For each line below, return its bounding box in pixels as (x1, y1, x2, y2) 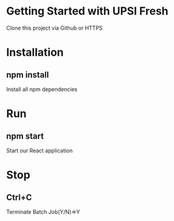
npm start (6, 131, 44, 141)
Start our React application (6, 147, 73, 154)
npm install (6, 70, 50, 80)
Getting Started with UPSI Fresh (6, 4, 169, 18)
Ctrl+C (6, 192, 32, 202)
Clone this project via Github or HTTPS (6, 24, 103, 31)
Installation (6, 45, 64, 59)
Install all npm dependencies (6, 85, 77, 93)
